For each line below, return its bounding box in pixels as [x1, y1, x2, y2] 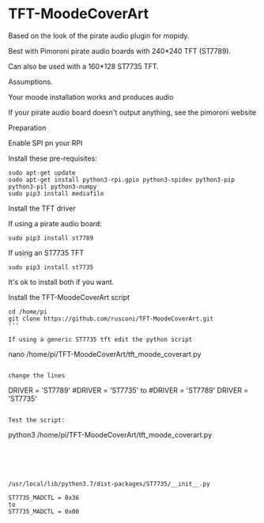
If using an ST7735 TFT [8, 248, 85, 257]
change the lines [8, 371, 66, 380]
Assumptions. [8, 77, 53, 86]
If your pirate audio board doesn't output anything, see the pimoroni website [8, 108, 257, 117]
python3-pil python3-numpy [8, 183, 97, 191]
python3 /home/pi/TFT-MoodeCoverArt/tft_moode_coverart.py [8, 430, 213, 439]
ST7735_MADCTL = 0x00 [8, 507, 80, 515]
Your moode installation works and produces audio [8, 92, 174, 101]
